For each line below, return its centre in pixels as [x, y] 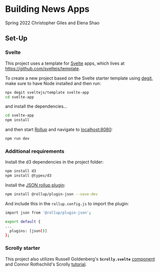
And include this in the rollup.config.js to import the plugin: [67, 203]
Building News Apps [47, 9]
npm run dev [17, 139]
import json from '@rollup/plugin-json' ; [48, 213]
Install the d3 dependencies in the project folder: [54, 162]
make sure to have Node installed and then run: [53, 83]
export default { [23, 222]
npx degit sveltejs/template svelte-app [47, 92]
